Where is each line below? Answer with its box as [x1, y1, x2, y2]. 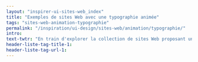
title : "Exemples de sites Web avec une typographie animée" [6, 14, 160, 20]
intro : [6, 31, 22, 37]
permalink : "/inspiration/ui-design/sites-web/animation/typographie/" [6, 25, 186, 31]
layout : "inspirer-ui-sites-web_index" [6, 8, 104, 15]
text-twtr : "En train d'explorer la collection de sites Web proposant [6, 36, 186, 42]
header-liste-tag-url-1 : [6, 47, 67, 53]
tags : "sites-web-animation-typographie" [6, 19, 110, 25]
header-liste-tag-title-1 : [6, 42, 72, 48]
